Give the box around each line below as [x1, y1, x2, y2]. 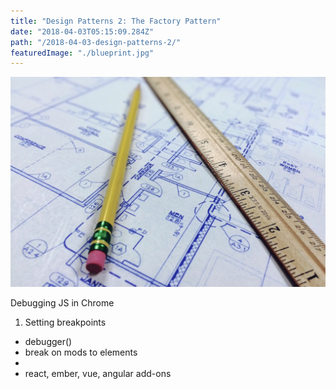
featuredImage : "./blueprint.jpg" [10, 48, 155, 58]
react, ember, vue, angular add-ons [24, 367, 172, 379]
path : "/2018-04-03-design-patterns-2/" [10, 37, 182, 47]
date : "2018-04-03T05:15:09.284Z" [10, 26, 155, 37]
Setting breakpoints [24, 316, 107, 328]
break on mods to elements [24, 346, 138, 358]
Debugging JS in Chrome [10, 296, 115, 309]
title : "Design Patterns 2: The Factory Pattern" [10, 16, 222, 26]
